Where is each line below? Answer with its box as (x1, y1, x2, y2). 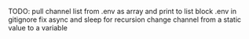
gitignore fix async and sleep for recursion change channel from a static (8, 15, 242, 24)
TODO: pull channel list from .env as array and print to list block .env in (8, 7, 237, 16)
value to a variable (8, 23, 68, 32)
